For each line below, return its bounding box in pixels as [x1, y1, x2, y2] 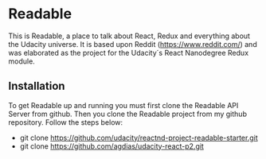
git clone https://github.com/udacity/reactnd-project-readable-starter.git [19, 133, 259, 142]
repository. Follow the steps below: [8, 117, 123, 127]
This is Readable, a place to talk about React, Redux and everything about [8, 31, 251, 41]
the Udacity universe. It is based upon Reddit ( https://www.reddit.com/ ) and [8, 39, 257, 48]
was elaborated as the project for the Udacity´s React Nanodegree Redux [8, 48, 249, 57]
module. [8, 56, 36, 66]
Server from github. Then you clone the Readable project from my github [8, 109, 247, 118]
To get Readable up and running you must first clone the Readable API [8, 100, 239, 110]
